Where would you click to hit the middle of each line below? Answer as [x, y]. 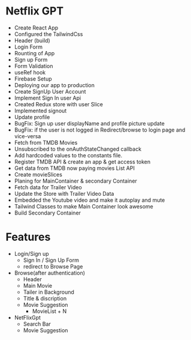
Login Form [28, 47]
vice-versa [28, 136]
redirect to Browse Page [53, 266]
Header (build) [32, 40]
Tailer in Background [48, 292]
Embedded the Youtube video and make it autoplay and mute [90, 200]
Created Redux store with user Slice [58, 104]
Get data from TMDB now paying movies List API [75, 168]
